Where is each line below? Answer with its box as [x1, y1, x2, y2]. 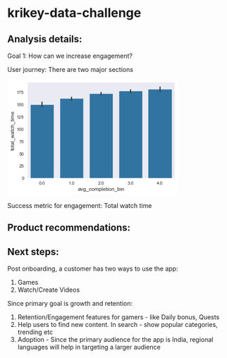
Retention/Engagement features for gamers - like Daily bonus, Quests [17, 313, 220, 321]
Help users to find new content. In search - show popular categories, [17, 321, 219, 329]
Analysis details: [7, 33, 82, 45]
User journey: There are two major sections [7, 66, 134, 73]
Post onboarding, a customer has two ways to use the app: [7, 264, 178, 273]
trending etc [17, 328, 54, 336]
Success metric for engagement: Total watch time [7, 202, 152, 209]
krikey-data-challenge [7, 5, 142, 21]
